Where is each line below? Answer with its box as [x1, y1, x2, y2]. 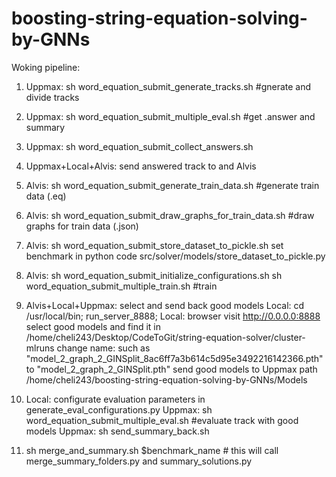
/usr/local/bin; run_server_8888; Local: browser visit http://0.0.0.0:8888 [25, 310, 321, 322]
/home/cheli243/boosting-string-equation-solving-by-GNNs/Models [25, 373, 308, 386]
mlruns [25, 342, 55, 354]
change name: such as [56, 342, 151, 354]
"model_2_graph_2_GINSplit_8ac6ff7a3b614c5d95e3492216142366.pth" [25, 352, 324, 364]
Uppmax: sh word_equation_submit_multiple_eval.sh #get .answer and [25, 110, 316, 122]
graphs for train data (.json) [25, 220, 139, 232]
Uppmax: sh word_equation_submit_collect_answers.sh [25, 140, 254, 152]
